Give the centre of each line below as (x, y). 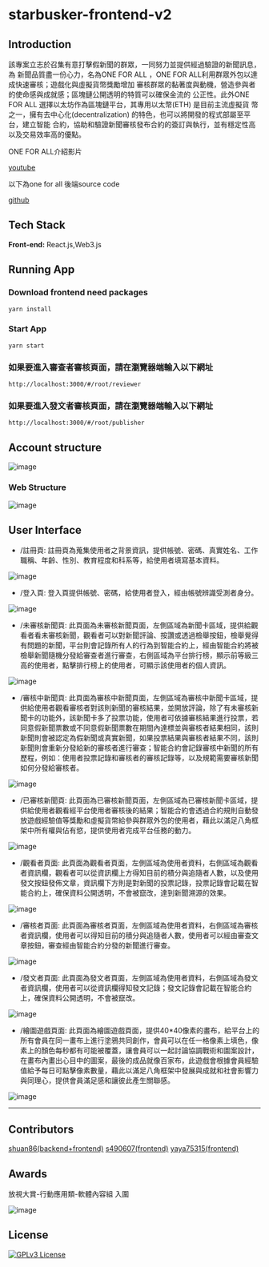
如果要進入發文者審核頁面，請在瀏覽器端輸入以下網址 (111, 406)
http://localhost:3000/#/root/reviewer (75, 385)
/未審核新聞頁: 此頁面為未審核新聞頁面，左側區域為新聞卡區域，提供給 (135, 625)
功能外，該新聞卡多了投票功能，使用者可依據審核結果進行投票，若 (150, 718)
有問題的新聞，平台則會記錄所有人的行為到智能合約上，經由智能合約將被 (139, 645)
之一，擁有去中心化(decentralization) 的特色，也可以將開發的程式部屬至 (126, 114)
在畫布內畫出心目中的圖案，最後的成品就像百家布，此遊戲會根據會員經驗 (139, 1061)
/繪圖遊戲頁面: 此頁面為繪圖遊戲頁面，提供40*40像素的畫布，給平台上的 (140, 1031)
